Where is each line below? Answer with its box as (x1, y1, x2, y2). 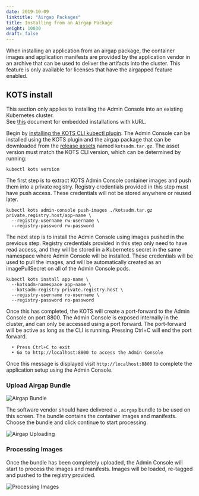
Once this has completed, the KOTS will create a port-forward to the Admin (6, 307, 190, 315)
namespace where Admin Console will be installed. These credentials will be (6, 252, 194, 259)
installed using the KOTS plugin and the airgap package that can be (6, 136, 171, 143)
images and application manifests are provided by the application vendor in (6, 54, 190, 61)
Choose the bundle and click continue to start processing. (6, 419, 149, 426)
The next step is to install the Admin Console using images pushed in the (6, 233, 184, 240)
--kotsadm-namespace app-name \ (11, 281, 92, 287)
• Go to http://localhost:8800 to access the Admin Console (11, 349, 163, 356)
